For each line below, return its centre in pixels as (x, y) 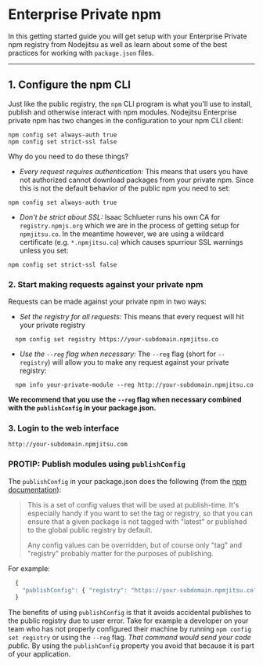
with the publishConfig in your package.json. (82, 408)
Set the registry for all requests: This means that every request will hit (131, 317)
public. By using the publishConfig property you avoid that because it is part (131, 646)
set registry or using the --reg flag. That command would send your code (130, 638)
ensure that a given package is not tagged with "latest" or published (137, 521)
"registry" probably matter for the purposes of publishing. (120, 553)
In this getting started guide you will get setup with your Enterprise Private (128, 36)
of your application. (40, 654)
